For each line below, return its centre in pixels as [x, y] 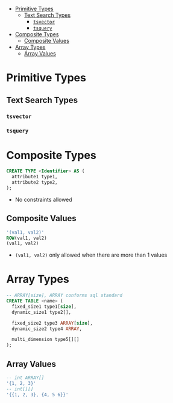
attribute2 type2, [35, 183]
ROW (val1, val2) [27, 238]
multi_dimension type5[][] [46, 340]
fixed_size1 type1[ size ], [44, 307]
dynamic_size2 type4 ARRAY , [47, 329]
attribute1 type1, [35, 177]
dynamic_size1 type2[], [41, 312]
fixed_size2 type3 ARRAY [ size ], [52, 323]
